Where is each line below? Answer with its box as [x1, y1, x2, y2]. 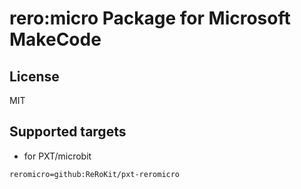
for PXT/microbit [23, 150, 92, 162]
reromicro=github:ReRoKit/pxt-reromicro [9, 169, 181, 179]
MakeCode [9, 28, 102, 51]
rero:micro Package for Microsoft [9, 7, 291, 30]
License [9, 68, 60, 85]
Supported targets [9, 123, 127, 141]
